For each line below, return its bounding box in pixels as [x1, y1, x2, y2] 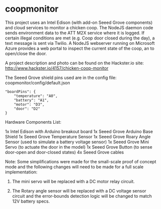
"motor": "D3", [14, 102, 45, 107]
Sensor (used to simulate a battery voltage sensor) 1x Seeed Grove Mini [5, 139, 149, 145]
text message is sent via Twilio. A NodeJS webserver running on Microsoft [5, 40, 155, 46]
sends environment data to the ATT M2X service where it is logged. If [5, 30, 145, 36]
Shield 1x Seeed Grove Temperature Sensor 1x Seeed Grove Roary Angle [5, 133, 151, 139]
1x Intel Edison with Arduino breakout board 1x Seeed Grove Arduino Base [5, 128, 153, 134]
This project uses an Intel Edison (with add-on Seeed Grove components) [5, 19, 153, 25]
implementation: [5, 169, 38, 175]
